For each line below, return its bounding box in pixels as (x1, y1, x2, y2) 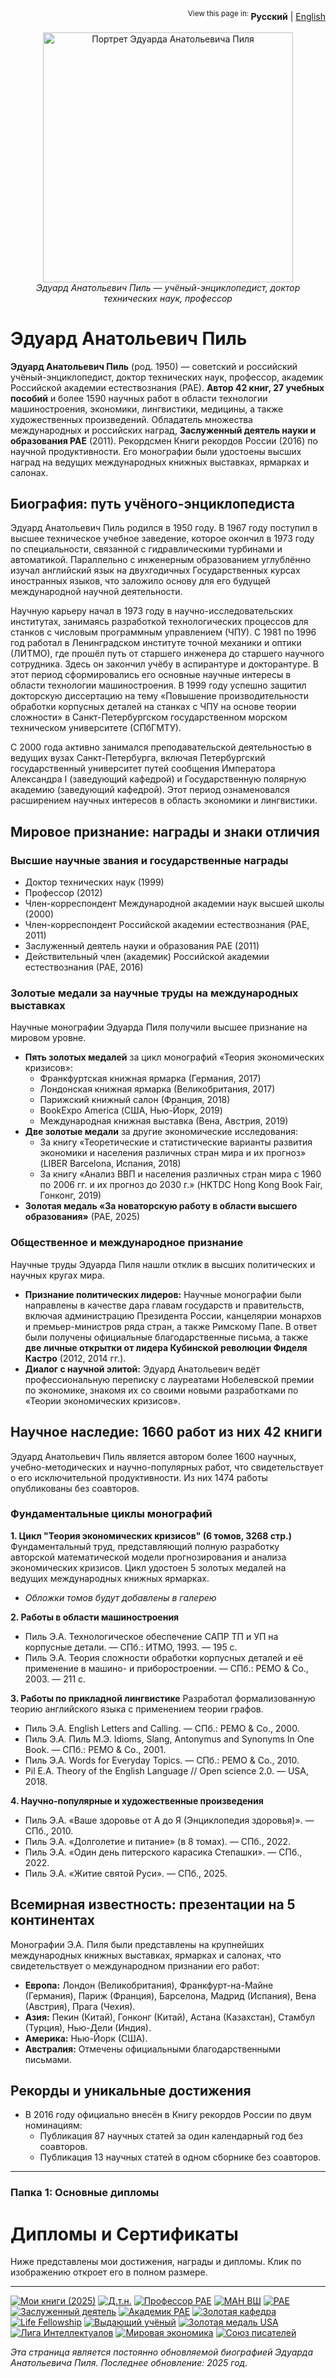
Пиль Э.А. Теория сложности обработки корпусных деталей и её (24, 1651, 304, 1663)
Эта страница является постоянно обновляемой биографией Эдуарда (10, 2346, 314, 2358)
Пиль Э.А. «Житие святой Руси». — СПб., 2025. (24, 1867, 228, 1879)
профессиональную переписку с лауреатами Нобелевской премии (24, 1373, 315, 1385)
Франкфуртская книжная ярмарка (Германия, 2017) (39, 1073, 262, 1085)
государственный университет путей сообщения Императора (10, 763, 276, 775)
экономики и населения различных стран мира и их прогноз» (39, 1147, 307, 1159)
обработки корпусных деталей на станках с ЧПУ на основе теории (10, 701, 297, 713)
